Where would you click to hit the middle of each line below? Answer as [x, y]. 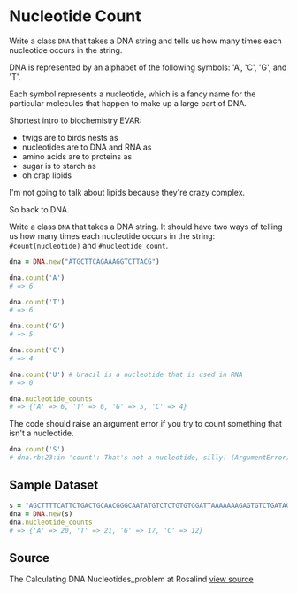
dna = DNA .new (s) [41, 514]
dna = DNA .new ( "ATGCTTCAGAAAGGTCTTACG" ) [85, 262]
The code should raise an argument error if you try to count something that [146, 424]
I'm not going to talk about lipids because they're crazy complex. [127, 192]
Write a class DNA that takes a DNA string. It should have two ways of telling [146, 227]
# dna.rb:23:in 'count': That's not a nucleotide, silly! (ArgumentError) [150, 458]
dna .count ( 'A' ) [37, 277]
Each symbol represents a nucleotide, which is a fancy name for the [133, 94]
